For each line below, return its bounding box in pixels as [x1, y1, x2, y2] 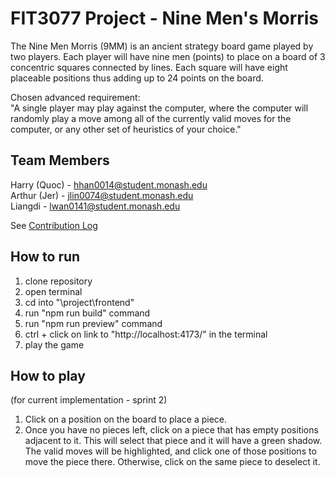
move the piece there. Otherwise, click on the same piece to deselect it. [24, 456, 321, 468]
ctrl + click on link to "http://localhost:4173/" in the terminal [24, 328, 268, 340]
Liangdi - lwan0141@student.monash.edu [10, 200, 181, 212]
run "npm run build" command [24, 307, 151, 319]
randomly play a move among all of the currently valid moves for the [10, 112, 292, 124]
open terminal [24, 285, 83, 297]
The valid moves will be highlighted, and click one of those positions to [24, 445, 317, 457]
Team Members [10, 152, 110, 169]
